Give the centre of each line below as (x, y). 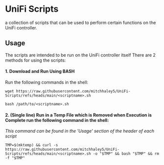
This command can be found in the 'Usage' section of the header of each (80, 131)
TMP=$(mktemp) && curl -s (31, 145)
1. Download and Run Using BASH (40, 71)
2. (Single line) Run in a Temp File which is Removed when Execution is (79, 115)
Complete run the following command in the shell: (57, 120)
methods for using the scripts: (36, 60)
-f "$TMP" (15, 158)
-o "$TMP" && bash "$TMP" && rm (126, 154)
